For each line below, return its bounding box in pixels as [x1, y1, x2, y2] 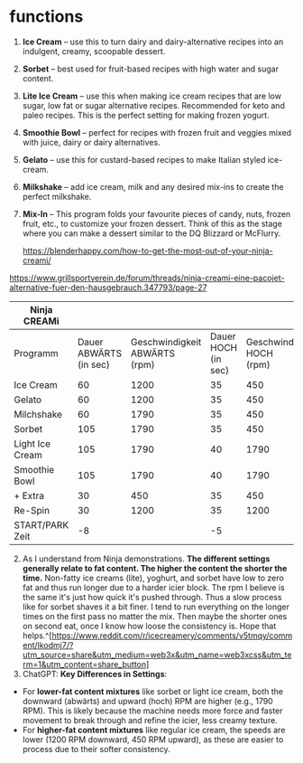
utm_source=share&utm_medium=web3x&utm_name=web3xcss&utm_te [22, 649, 292, 660]
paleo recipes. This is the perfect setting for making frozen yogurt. [22, 109, 270, 120]
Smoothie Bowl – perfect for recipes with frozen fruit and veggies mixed [22, 127, 291, 137]
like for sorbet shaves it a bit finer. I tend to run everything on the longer [22, 601, 290, 612]
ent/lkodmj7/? [22, 639, 74, 650]
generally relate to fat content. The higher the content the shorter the [22, 562, 288, 573]
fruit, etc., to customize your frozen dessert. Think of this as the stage [22, 218, 282, 229]
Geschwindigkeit [130, 335, 202, 348]
